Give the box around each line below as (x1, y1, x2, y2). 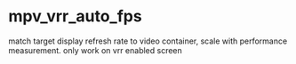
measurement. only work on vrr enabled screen (8, 44, 183, 55)
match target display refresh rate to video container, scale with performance (8, 36, 288, 46)
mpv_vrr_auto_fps (8, 6, 143, 27)
